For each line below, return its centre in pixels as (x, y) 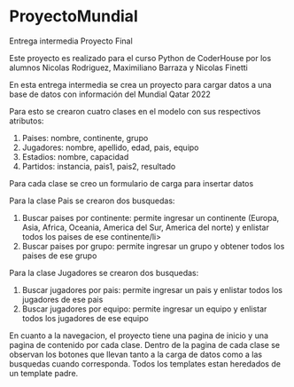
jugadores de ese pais (62, 299)
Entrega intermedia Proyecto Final (71, 41)
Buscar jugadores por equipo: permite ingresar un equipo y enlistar (144, 309)
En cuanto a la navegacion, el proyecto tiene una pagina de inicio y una (139, 336)
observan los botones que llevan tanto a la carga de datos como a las (136, 354)
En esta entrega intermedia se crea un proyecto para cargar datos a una (140, 84)
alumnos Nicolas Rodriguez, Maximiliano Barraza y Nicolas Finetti (128, 67)
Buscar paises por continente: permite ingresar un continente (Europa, (151, 217)
